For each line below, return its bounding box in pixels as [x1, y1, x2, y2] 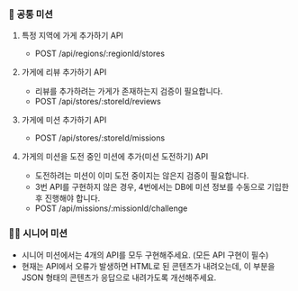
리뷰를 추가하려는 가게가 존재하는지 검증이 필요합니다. [34, 86, 223, 96]
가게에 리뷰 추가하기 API [21, 67, 107, 77]
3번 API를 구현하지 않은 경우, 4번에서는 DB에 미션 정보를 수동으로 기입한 [34, 182, 290, 193]
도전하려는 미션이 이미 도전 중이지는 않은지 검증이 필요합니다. [34, 170, 249, 181]
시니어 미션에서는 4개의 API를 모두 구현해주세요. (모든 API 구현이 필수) [21, 250, 269, 260]
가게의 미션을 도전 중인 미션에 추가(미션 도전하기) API [21, 151, 209, 162]
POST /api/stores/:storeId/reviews [34, 96, 161, 107]
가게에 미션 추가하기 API [21, 114, 107, 125]
